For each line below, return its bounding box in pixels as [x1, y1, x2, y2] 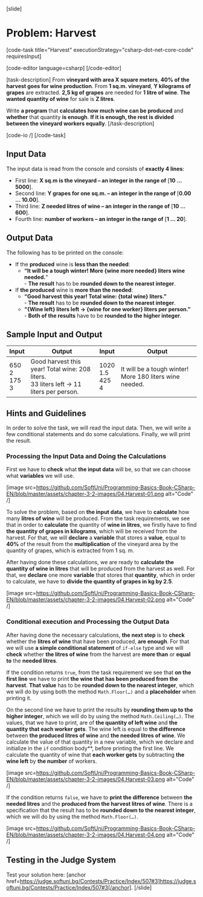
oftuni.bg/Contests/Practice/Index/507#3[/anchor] [6, 884, 132, 891]
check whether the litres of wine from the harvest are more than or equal [6, 651, 191, 658]
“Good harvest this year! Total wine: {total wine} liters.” [24, 292, 167, 300]
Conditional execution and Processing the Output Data [6, 617, 170, 626]
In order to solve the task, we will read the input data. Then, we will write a [6, 424, 192, 431]
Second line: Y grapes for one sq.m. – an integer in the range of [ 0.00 [14, 190, 192, 197]
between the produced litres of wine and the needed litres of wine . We [6, 731, 185, 739]
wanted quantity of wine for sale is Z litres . [6, 95, 115, 102]
